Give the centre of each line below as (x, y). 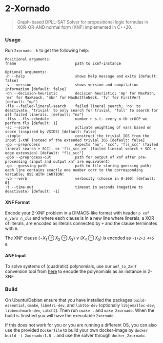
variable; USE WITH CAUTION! (35, 174)
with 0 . (12, 229)
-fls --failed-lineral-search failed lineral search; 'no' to (73, 106)
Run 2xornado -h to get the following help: (47, 50)
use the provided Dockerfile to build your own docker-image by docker (76, 330)
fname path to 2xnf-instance (63, 64)
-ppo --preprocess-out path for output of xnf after (71, 157)
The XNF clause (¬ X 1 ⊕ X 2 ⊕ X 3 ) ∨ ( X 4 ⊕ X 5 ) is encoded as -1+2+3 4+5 (80, 238)
